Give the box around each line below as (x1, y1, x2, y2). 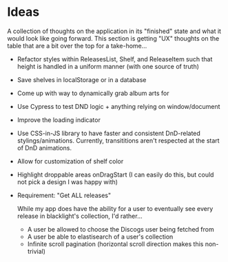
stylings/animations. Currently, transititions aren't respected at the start (17, 136, 220, 145)
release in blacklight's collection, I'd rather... (17, 212, 143, 220)
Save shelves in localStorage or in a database (17, 75, 147, 83)
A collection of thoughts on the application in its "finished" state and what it (7, 27, 222, 35)
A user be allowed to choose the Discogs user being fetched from (27, 225, 215, 233)
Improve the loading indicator (17, 115, 101, 124)
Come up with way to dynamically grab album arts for (17, 89, 169, 97)
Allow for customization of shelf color (17, 157, 124, 165)
